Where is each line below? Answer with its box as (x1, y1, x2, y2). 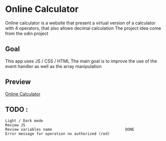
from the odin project (5, 30, 49, 36)
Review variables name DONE (5, 127, 135, 132)
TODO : (5, 105, 28, 114)
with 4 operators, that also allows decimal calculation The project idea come (5, 25, 162, 31)
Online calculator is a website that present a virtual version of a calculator (5, 20, 156, 26)
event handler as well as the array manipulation (5, 63, 102, 69)
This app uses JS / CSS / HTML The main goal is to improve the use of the (5, 58, 158, 64)
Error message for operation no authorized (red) (5, 132, 110, 137)
